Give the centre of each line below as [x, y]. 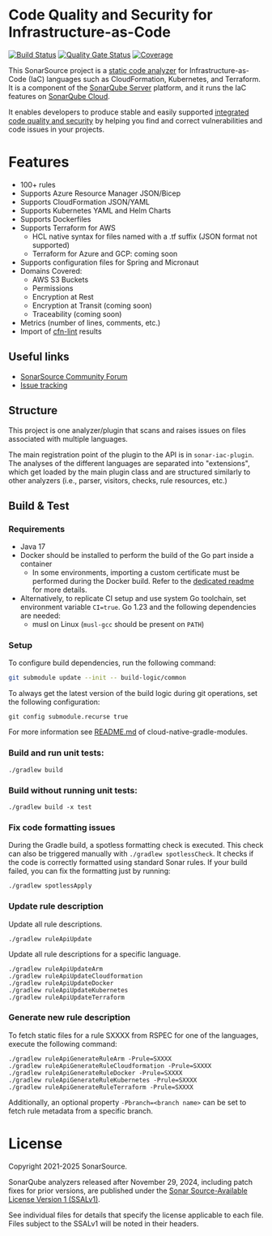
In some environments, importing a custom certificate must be [136, 573]
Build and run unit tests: [56, 753]
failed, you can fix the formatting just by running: [90, 871]
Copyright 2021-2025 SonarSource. [68, 1166]
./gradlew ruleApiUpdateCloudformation [76, 976]
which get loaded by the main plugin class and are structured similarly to [130, 472]
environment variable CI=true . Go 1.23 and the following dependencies [138, 607]
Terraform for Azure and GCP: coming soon [105, 253]
